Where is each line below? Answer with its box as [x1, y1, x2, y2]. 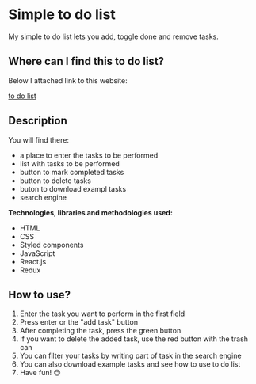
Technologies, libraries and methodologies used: [8, 207, 173, 217]
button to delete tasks [19, 176, 91, 185]
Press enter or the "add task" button [19, 317, 139, 327]
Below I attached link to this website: [8, 75, 128, 85]
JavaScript [19, 248, 55, 258]
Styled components [19, 240, 84, 249]
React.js [19, 257, 47, 266]
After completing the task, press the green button [19, 326, 181, 336]
